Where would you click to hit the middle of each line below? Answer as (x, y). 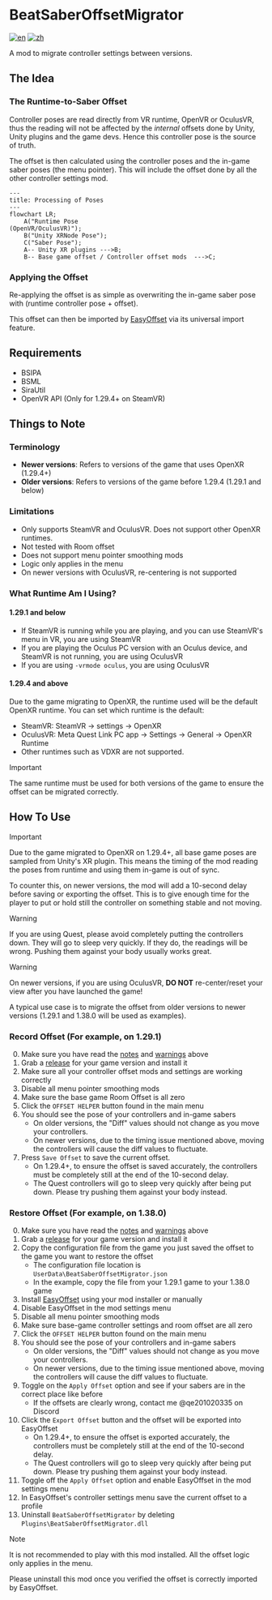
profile (32, 1506)
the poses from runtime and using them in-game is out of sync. (115, 870)
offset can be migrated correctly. (64, 792)
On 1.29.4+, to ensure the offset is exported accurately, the (131, 1437)
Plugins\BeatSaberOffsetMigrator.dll (85, 1524)
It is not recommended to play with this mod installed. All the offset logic (130, 1555)
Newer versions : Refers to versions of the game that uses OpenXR (132, 464)
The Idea (32, 79)
